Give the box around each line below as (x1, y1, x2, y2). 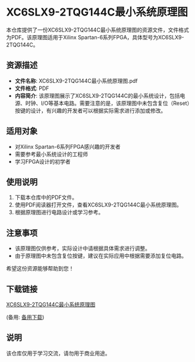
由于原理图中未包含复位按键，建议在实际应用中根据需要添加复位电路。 (14, 252, 187, 260)
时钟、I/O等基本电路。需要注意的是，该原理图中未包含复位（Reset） (25, 99, 193, 107)
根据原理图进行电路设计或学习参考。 (14, 209, 104, 216)
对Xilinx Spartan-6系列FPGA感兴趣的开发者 (14, 143, 121, 150)
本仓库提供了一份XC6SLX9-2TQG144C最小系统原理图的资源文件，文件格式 (6, 26, 189, 33)
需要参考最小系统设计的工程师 (14, 150, 88, 158)
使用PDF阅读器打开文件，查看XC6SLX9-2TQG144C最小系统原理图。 (14, 201, 183, 208)
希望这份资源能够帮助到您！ (6, 265, 74, 272)
